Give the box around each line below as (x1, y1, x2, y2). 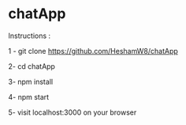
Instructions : (8, 31, 51, 40)
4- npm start (8, 92, 50, 101)
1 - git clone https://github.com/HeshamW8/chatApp (8, 46, 179, 55)
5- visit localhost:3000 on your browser (8, 108, 137, 117)
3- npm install (8, 77, 54, 86)
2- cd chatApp (8, 61, 55, 71)
